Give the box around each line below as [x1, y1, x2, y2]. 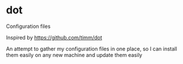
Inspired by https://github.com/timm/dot [6, 34, 103, 41]
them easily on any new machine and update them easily [6, 51, 143, 58]
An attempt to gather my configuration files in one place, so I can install [6, 45, 178, 52]
